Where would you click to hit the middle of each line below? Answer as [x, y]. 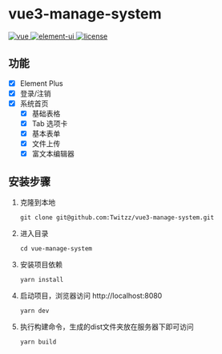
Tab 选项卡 [50, 124]
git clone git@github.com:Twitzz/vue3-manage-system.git [117, 218]
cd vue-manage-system [56, 249]
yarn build [38, 342]
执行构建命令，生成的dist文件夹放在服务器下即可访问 [107, 327]
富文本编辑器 [53, 154]
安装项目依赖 [41, 265]
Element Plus [41, 83]
